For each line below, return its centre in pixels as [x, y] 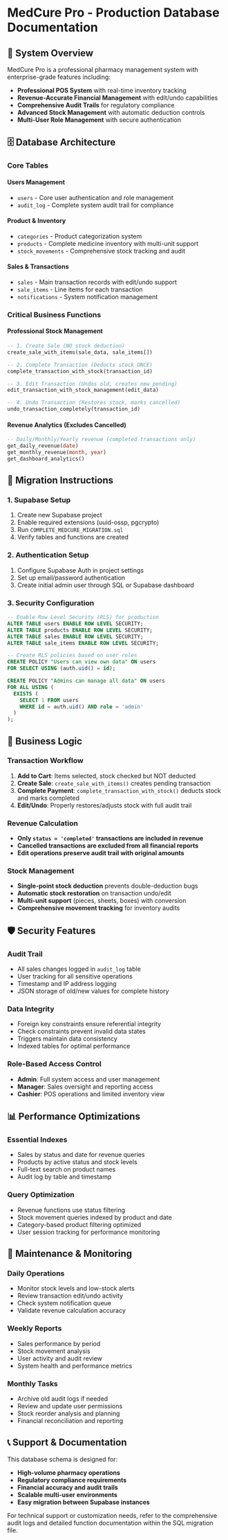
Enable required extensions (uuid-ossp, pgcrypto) [88, 522]
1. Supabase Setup [39, 500]
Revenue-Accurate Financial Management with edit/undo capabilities [117, 98]
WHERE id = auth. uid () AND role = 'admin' [82, 707]
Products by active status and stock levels [77, 1162]
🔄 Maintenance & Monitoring [70, 1254]
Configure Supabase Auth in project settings [80, 570]
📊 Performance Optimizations [74, 1117]
